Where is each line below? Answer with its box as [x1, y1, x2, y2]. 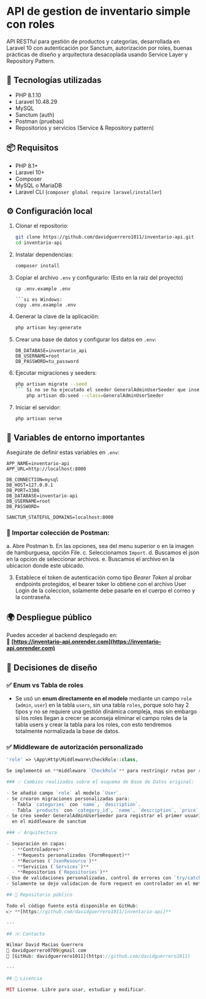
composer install [15, 263, 60, 269]
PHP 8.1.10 [15, 91, 42, 99]
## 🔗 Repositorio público [6, 892, 72, 898]
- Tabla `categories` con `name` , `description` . [12, 801, 141, 807]
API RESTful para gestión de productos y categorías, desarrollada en [6, 37, 180, 45]
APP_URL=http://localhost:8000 [6, 466, 86, 472]
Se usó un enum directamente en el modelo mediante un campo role [15, 694, 192, 702]
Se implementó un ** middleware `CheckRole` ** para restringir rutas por [6, 768, 196, 774]
